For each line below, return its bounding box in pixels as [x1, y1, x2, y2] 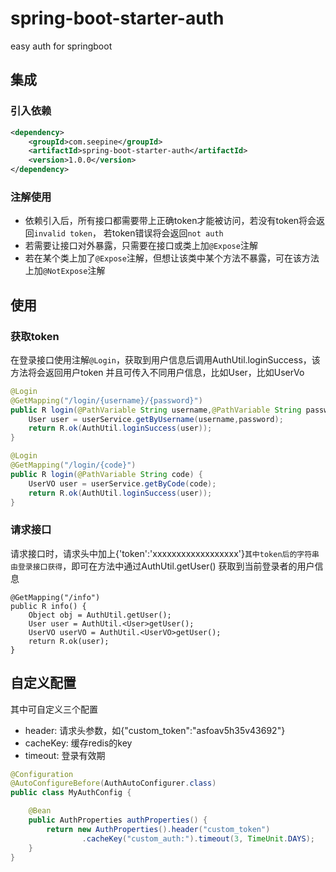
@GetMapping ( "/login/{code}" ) [10, 460, 137, 471]
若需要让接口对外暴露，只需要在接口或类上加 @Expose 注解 [24, 240, 258, 252]
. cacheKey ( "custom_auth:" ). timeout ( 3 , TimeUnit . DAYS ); [81, 833, 315, 844]
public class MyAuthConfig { [10, 788, 132, 798]
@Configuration [10, 769, 74, 779]
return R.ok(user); [28, 636, 110, 646]
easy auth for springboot [10, 40, 113, 52]
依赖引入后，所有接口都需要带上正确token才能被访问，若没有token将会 [24, 215, 317, 227]
